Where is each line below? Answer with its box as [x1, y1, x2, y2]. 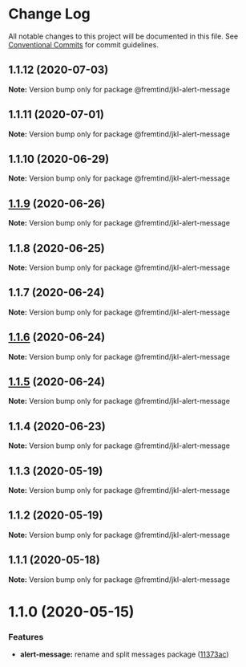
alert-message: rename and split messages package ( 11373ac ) [19, 649, 230, 659]
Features [8, 631, 44, 642]
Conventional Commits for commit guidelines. [8, 39, 159, 49]
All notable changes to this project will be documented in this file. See [8, 31, 239, 41]
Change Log [8, 5, 91, 23]
